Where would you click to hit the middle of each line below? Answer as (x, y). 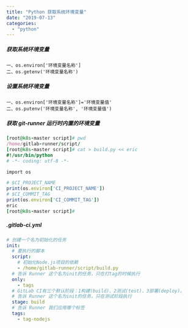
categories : (21, 23)
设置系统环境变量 (28, 86)
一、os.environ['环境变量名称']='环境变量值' (59, 102)
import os (19, 172)
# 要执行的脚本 (28, 251)
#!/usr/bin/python (30, 155)
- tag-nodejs (34, 319)
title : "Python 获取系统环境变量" (46, 12)
